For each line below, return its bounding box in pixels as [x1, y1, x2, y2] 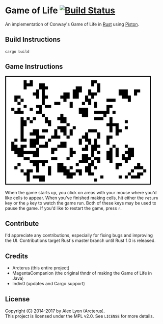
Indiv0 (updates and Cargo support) [12, 281, 85, 287]
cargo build [5, 49, 29, 54]
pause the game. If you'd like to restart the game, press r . [5, 205, 122, 211]
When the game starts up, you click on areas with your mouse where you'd [5, 189, 157, 195]
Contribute [5, 219, 39, 228]
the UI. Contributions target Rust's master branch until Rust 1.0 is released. [5, 237, 156, 243]
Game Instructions [5, 62, 63, 71]
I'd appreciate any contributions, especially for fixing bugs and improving [5, 233, 153, 238]
